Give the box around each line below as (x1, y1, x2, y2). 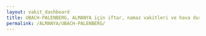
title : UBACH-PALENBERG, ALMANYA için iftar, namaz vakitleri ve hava (6, 15, 191, 21)
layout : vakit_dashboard (6, 9, 70, 15)
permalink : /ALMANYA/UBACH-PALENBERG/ (6, 20, 105, 26)
